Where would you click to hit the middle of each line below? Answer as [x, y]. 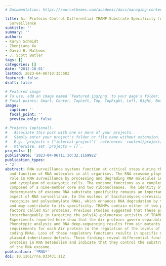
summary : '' [17, 33]
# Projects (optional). [30, 128]
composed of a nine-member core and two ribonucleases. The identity [83, 188]
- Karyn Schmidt [22, 42]
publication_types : [25, 160]
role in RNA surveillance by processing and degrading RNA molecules [83, 178]
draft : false [19, 83]
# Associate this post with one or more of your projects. [69, 133]
